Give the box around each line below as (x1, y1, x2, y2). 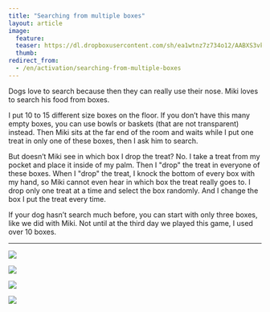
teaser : (15, 42, 42, 50)
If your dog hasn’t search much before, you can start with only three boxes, (8, 210, 258, 220)
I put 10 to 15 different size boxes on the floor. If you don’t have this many (8, 110, 251, 120)
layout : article (8, 19, 63, 27)
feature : (15, 34, 45, 43)
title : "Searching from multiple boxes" (8, 11, 146, 20)
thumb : (15, 49, 38, 57)
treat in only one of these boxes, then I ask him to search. (8, 136, 198, 146)
